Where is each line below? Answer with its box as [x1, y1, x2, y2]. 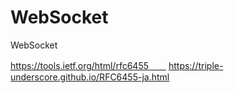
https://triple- [168, 59, 224, 71]
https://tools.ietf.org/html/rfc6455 [10, 59, 149, 71]
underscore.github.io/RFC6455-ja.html [10, 71, 170, 83]
